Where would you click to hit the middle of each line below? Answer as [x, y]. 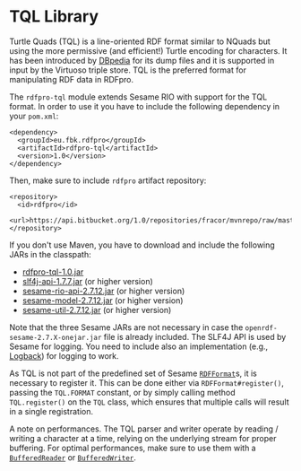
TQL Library [54, 17]
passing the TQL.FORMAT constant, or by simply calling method [122, 392]
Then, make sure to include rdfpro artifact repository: [108, 180]
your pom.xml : [34, 116]
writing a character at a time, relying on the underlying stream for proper [143, 438]
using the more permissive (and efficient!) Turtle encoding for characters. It [148, 50]
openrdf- [261, 328]
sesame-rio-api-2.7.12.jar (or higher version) [103, 291]
